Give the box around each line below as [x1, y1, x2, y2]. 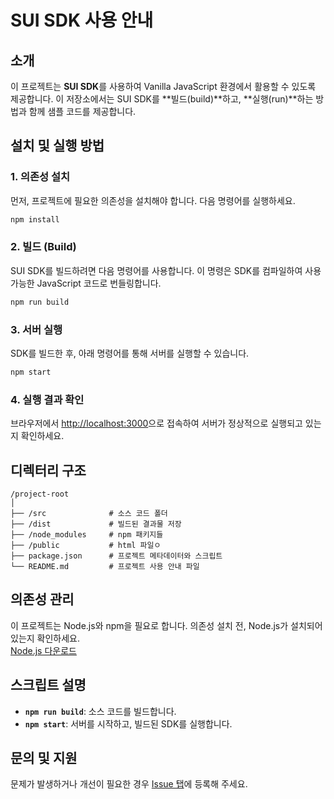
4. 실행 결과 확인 [10, 392, 85, 406]
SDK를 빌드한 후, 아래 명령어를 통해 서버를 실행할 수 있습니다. [10, 347, 250, 360]
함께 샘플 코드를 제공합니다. [28, 106, 137, 117]
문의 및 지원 [10, 750, 78, 767]
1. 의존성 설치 [10, 170, 71, 184]
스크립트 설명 [10, 677, 87, 694]
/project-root [10, 489, 70, 500]
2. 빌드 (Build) [10, 240, 77, 254]
